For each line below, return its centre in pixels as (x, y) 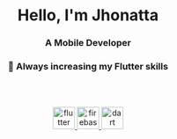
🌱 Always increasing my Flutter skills (88, 67)
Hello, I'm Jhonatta (88, 15)
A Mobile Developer (88, 43)
